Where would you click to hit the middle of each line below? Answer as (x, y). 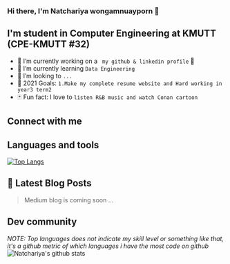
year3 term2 (34, 89)
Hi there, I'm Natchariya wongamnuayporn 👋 (83, 11)
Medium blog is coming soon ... (69, 200)
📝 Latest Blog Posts (49, 183)
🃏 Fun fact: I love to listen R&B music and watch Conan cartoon (107, 97)
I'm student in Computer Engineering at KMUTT (112, 34)
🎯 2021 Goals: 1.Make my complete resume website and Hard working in (119, 83)
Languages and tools (53, 145)
